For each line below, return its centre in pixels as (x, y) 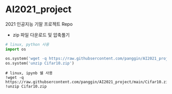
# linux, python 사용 (27, 44)
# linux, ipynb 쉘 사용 (29, 73)
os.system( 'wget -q (26, 58)
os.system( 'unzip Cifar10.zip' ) (40, 63)
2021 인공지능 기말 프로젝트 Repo (39, 24)
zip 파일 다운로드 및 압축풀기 (41, 35)
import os (16, 49)
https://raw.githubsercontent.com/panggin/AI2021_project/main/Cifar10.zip (88, 82)
